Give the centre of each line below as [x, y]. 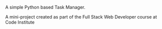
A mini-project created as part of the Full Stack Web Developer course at [81, 17]
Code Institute [20, 22]
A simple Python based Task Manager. [45, 7]
